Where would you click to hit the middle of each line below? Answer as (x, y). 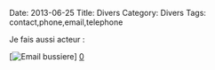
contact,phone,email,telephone (66, 22)
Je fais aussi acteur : (47, 39)
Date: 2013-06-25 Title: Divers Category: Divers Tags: (108, 13)
